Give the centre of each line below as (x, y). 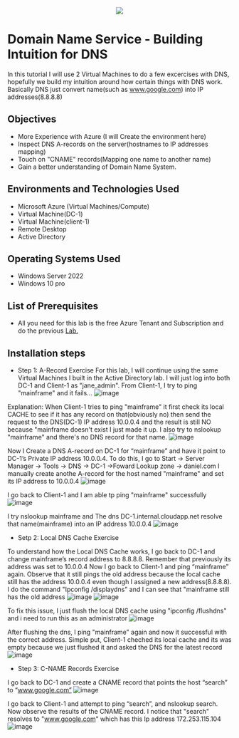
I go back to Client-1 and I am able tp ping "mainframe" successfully (107, 495)
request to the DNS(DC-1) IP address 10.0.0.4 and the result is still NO (109, 422)
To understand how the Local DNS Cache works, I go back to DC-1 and (111, 551)
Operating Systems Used (64, 259)
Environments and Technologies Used (94, 189)
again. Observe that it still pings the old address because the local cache (114, 574)
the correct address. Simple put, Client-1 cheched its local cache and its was (119, 640)
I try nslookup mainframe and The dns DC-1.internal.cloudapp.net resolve (115, 516)
